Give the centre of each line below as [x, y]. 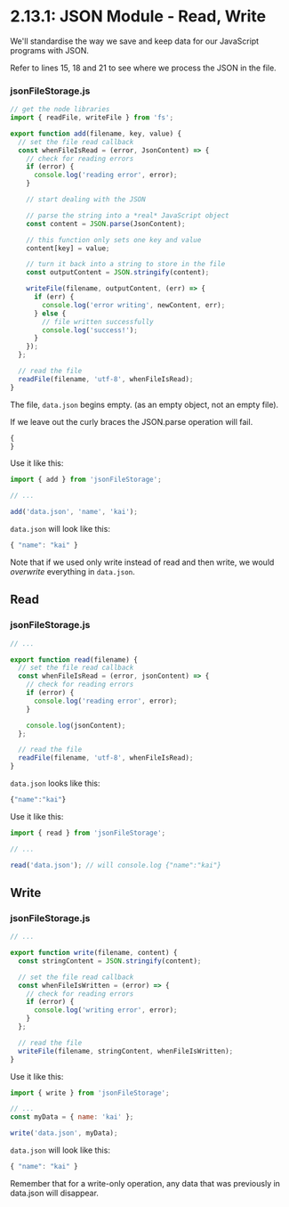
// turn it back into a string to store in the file [126, 265]
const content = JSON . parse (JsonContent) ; [106, 224]
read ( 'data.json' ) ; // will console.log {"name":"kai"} [116, 865]
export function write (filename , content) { [94, 953]
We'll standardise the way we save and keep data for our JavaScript [135, 41]
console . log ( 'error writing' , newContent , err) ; [134, 305]
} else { [50, 314]
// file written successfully [98, 322]
